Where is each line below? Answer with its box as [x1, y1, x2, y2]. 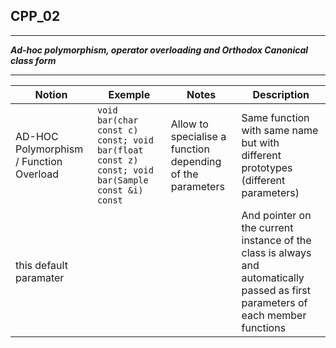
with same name [241, 123, 319, 137]
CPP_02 [10, 8, 61, 25]
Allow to [170, 117, 209, 131]
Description [252, 87, 310, 101]
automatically [241, 270, 305, 284]
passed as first [241, 283, 312, 297]
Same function [241, 110, 310, 124]
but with [241, 135, 280, 149]
